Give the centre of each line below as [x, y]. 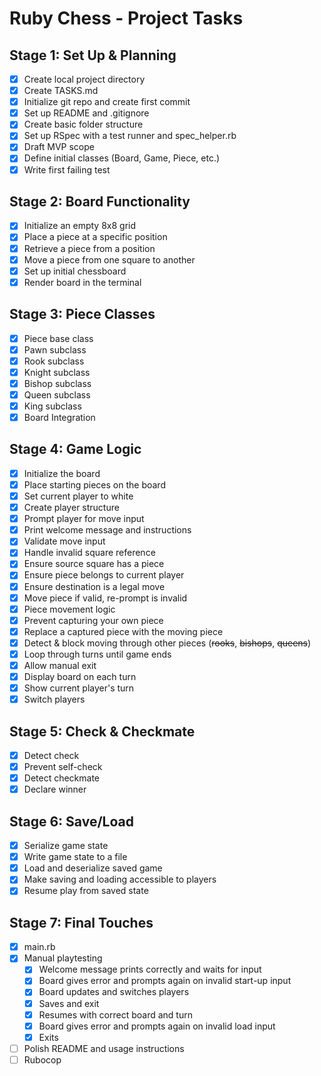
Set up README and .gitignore [86, 113]
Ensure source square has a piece [94, 564]
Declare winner [55, 789]
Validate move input [64, 541]
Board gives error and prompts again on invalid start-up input [165, 981]
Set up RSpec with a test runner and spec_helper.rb [130, 136]
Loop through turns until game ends [97, 654]
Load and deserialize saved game [93, 868]
